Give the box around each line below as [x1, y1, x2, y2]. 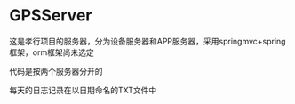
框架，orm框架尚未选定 [9, 46, 95, 58]
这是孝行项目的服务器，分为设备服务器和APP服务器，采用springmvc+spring [9, 36, 286, 46]
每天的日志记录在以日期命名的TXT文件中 [9, 84, 157, 95]
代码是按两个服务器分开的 [9, 66, 103, 76]
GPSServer [9, 5, 92, 26]
